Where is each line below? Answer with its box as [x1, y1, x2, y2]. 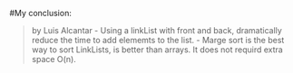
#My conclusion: [9, 8, 73, 18]
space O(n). [31, 54, 77, 64]
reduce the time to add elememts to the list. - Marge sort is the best [31, 35, 285, 45]
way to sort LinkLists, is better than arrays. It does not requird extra [31, 44, 283, 55]
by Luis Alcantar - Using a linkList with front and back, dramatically [31, 25, 283, 35]
